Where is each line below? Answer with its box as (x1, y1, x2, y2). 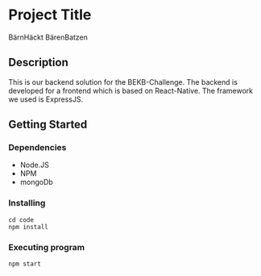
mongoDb (19, 178, 54, 187)
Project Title (8, 6, 92, 24)
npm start (8, 260, 42, 268)
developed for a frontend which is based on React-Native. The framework (8, 86, 254, 95)
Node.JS (19, 160, 50, 170)
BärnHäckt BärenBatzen (8, 32, 89, 42)
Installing (8, 198, 46, 209)
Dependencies (8, 142, 67, 153)
